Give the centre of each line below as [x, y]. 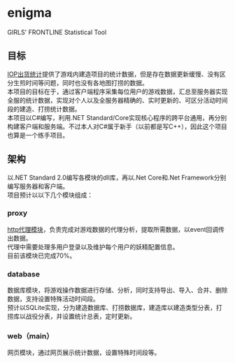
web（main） [30, 336]
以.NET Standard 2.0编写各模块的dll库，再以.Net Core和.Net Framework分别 [117, 177]
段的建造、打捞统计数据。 [44, 109]
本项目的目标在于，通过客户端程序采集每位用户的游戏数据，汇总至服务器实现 [117, 91]
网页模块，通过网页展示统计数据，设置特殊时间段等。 [84, 353]
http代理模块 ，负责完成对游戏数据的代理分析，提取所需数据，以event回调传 [116, 229]
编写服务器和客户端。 [38, 186]
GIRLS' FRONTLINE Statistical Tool [57, 32]
